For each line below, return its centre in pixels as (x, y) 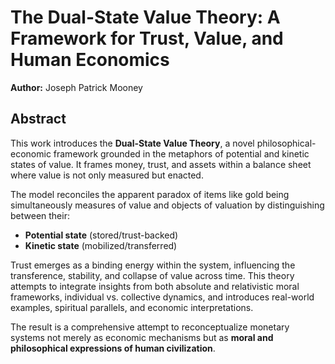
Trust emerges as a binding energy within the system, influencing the (153, 265)
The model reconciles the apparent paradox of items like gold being (150, 194)
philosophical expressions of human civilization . (113, 348)
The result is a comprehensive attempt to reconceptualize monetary (150, 327)
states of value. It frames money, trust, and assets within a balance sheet (161, 164)
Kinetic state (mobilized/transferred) (101, 245)
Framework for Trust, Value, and (147, 38)
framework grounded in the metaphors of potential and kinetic (181, 153)
